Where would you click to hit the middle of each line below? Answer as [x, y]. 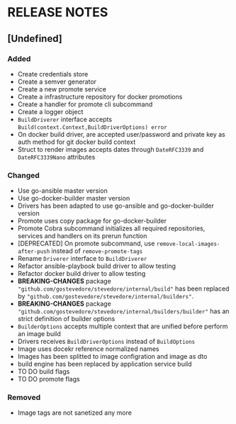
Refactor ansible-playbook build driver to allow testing [96, 266]
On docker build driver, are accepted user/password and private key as [121, 134]
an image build [39, 334]
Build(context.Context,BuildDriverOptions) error [92, 127]
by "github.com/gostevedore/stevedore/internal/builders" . [106, 296]
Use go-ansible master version [62, 191]
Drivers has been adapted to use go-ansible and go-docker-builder [116, 206]
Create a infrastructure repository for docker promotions [100, 96]
